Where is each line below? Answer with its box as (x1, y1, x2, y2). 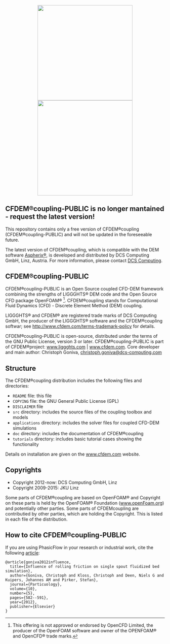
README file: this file (12, 393, 52, 399)
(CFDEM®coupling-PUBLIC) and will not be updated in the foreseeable (5, 231, 152, 237)
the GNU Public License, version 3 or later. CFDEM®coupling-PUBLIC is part (5, 338, 164, 345)
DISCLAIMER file (12, 404, 44, 410)
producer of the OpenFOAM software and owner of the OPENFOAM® (12, 627, 157, 633)
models (12, 414, 28, 421)
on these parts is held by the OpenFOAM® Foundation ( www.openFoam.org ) (5, 500, 164, 506)
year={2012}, (10, 599, 37, 604)
